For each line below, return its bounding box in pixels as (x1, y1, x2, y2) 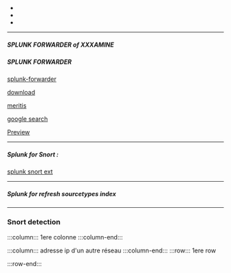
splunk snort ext (7, 167, 53, 176)
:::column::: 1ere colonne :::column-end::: (7, 233, 123, 241)
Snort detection (7, 217, 60, 227)
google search (7, 115, 48, 123)
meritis (7, 102, 27, 110)
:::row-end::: (7, 259, 43, 268)
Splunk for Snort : (7, 150, 59, 158)
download (7, 88, 36, 97)
